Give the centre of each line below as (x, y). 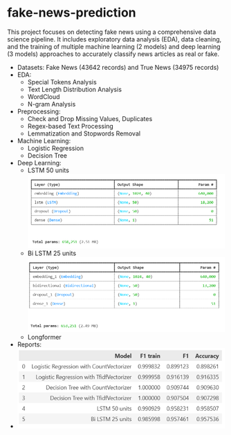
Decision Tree (47, 155)
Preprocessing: (39, 111)
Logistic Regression (56, 148)
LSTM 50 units (48, 170)
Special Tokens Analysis (62, 82)
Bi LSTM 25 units (52, 253)
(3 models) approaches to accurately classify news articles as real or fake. (113, 54)
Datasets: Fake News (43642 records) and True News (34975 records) (118, 67)
